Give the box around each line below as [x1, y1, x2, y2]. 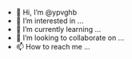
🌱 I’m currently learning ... [15, 25, 102, 33]
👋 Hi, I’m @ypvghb [15, 8, 78, 17]
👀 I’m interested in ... [15, 16, 84, 26]
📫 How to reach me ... [15, 42, 90, 51]
